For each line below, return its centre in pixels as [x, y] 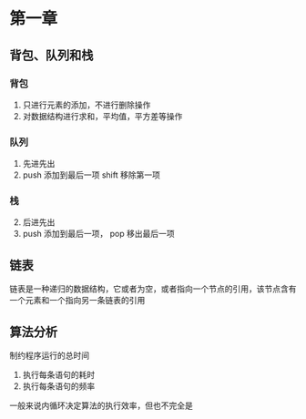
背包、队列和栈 [51, 55]
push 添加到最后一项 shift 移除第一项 [92, 175]
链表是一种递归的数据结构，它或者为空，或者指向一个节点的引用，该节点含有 [153, 289]
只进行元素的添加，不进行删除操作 [87, 105]
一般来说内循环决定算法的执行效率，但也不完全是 [101, 405]
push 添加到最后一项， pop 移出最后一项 [98, 234]
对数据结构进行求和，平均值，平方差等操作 [102, 116]
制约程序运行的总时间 [49, 355]
